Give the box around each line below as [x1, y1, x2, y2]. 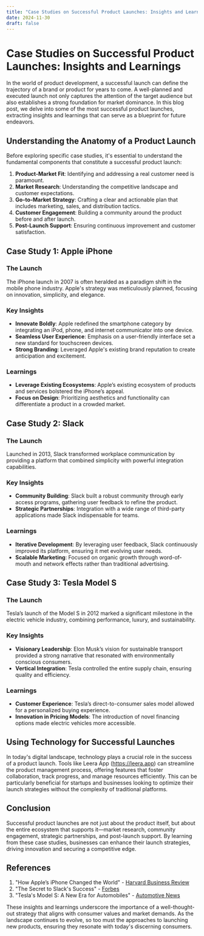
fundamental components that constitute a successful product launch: [6, 159, 182, 166]
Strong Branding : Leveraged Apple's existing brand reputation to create [15, 346, 195, 353]
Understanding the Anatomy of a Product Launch [6, 136, 196, 146]
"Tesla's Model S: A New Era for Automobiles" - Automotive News [15, 892, 180, 899]
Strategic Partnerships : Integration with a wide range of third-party [15, 505, 185, 513]
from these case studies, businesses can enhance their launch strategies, [6, 839, 191, 846]
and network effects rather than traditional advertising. [32, 560, 169, 567]
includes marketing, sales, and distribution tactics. [15, 203, 141, 210]
